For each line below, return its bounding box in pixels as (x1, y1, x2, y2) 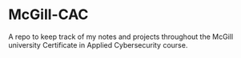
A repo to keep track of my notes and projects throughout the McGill (8, 32, 234, 41)
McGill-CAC (8, 6, 89, 24)
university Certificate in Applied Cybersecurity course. (8, 40, 188, 49)
